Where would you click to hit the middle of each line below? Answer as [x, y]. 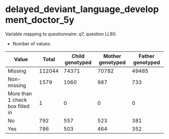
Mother [112, 56]
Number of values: [32, 43]
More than [20, 93]
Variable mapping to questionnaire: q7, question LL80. [61, 34]
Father [147, 56]
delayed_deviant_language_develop [82, 9]
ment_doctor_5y [40, 20]
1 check [17, 100]
